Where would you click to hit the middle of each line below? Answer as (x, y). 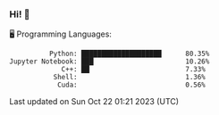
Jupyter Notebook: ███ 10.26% (109, 62)
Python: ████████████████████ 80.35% (129, 54)
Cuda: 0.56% (131, 85)
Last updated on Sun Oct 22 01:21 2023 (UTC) (94, 102)
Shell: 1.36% (129, 78)
